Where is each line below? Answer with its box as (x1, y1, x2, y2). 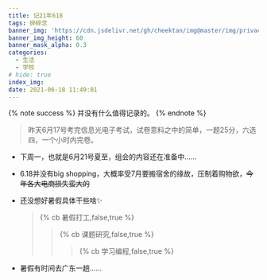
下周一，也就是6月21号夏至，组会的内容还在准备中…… (19, 152, 197, 161)
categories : (8, 49, 48, 56)
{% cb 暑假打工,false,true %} (39, 212, 135, 223)
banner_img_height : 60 (8, 33, 83, 42)
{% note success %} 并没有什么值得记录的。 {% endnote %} (8, 108, 207, 118)
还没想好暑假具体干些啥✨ (19, 196, 103, 205)
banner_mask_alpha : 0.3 (8, 41, 87, 49)
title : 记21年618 (8, 11, 64, 20)
